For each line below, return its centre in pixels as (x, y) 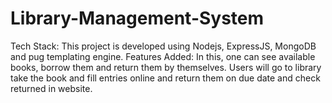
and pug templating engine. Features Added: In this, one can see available (163, 56)
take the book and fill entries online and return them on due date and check (165, 78)
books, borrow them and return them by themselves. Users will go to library (166, 67)
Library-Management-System (137, 18)
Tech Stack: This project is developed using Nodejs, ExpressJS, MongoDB (163, 46)
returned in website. (51, 88)
